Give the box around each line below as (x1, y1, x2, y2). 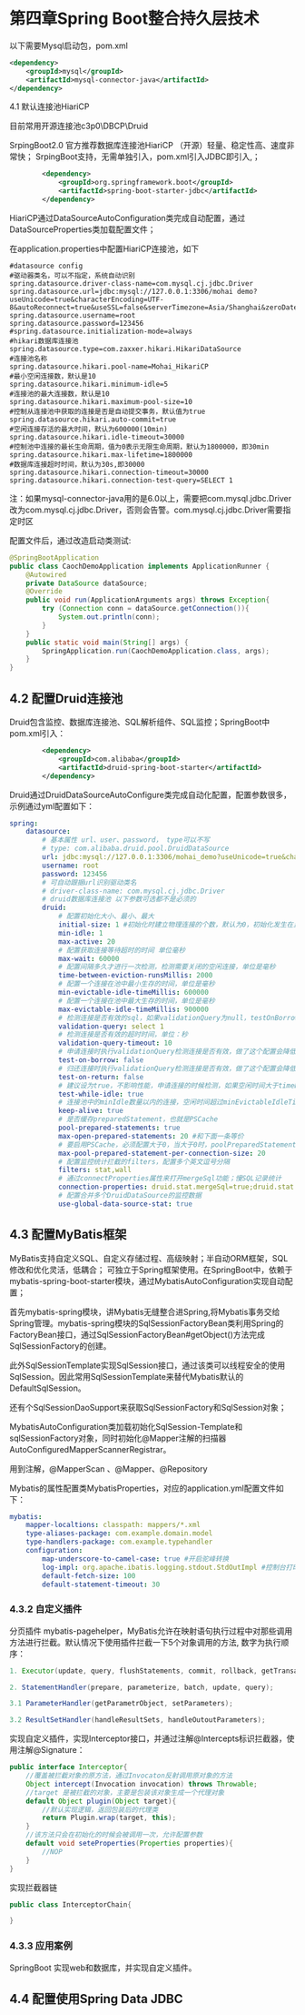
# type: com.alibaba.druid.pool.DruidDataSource (42, 844, 230, 854)
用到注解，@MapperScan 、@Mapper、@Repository (9, 1463, 208, 1474)
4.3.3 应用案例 (9, 1939, 73, 1952)
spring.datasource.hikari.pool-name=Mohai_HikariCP (9, 361, 209, 371)
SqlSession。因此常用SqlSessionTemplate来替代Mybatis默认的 (9, 1371, 244, 1382)
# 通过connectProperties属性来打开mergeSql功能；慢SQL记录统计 (57, 1174, 282, 1183)
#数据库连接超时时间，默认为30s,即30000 (9, 460, 145, 469)
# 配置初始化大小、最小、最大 (57, 912, 154, 921)
